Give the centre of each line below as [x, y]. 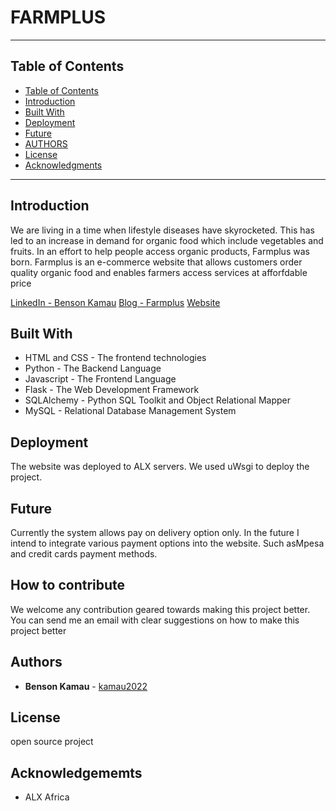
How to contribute [68, 585]
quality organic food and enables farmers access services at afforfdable [159, 272]
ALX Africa [47, 797]
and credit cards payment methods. [84, 554]
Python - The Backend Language [93, 368]
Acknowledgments [63, 165]
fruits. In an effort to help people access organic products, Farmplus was [160, 251]
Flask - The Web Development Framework [112, 390]
